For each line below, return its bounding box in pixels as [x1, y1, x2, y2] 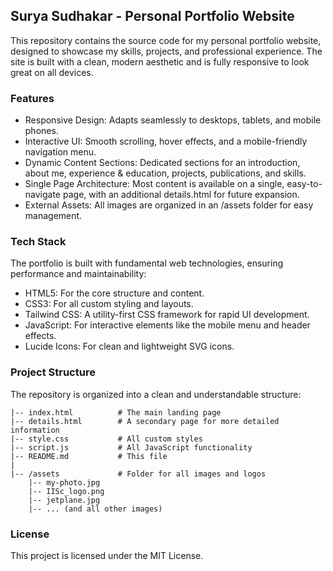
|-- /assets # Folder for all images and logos [10, 469, 267, 479]
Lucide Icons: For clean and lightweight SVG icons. [24, 340, 235, 353]
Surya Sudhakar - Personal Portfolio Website [10, 8, 295, 25]
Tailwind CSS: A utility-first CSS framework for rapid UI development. [24, 309, 310, 321]
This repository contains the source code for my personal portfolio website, [10, 34, 322, 46]
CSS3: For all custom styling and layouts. [24, 298, 194, 310]
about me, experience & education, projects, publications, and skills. [24, 167, 307, 179]
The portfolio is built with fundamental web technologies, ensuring [10, 257, 284, 269]
